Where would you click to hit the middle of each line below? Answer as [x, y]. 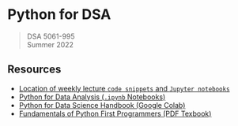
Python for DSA [59, 15]
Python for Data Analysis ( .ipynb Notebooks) [92, 97]
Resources [34, 70]
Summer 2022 [50, 44]
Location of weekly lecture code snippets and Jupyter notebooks [124, 88]
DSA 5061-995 [51, 36]
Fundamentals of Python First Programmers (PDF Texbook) [115, 113]
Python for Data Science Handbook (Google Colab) [102, 105]
